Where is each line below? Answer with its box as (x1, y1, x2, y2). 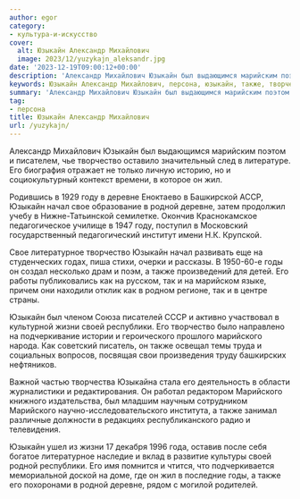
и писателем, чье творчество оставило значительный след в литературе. (9, 156, 291, 165)
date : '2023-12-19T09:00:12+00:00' (9, 63, 142, 72)
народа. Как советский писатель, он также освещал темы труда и (9, 341, 262, 351)
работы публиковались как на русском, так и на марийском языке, (9, 275, 267, 286)
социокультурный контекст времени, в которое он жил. (9, 174, 223, 184)
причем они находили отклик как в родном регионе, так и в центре (9, 285, 268, 295)
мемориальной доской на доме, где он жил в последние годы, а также (9, 470, 281, 480)
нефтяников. (9, 359, 57, 369)
